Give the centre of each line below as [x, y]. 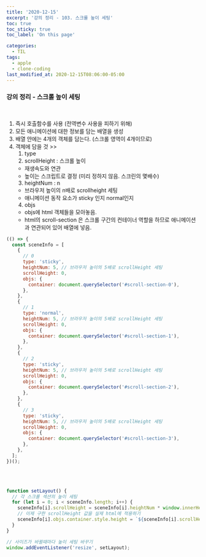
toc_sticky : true [29, 29]
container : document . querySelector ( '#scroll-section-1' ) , [104, 336]
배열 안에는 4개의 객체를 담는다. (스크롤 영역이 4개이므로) [83, 139]
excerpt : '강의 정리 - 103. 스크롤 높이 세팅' [60, 18]
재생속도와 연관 [43, 168]
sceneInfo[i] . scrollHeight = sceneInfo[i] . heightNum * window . [100, 508]
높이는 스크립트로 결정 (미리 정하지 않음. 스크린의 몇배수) [92, 176]
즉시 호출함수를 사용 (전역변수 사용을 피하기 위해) [74, 123]
